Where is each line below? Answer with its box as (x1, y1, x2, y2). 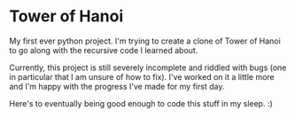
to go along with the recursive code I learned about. (9, 44, 198, 55)
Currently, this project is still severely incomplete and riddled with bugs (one (9, 62, 287, 73)
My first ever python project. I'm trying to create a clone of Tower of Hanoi (9, 35, 281, 46)
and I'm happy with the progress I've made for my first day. (9, 81, 225, 91)
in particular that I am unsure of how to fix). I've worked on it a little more (9, 71, 275, 82)
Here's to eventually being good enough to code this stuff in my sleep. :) (9, 98, 273, 108)
